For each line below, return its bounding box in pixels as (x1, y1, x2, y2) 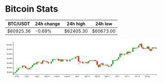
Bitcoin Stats (5, 3, 58, 15)
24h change (35, 21, 60, 27)
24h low (95, 21, 112, 27)
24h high (66, 21, 86, 27)
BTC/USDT (8, 21, 30, 27)
